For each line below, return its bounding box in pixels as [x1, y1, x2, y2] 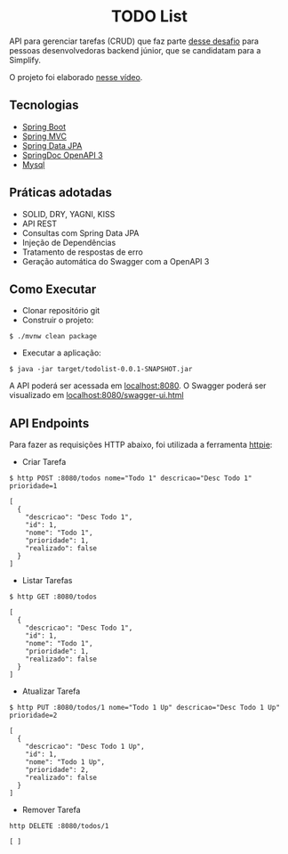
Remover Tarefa [21, 804, 82, 816]
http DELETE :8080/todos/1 [9, 822, 109, 831]
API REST [21, 218, 58, 229]
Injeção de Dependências [21, 237, 116, 248]
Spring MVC [21, 131, 68, 142]
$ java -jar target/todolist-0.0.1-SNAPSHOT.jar [9, 365, 193, 374]
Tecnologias [9, 98, 79, 113]
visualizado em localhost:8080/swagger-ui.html [9, 390, 184, 401]
